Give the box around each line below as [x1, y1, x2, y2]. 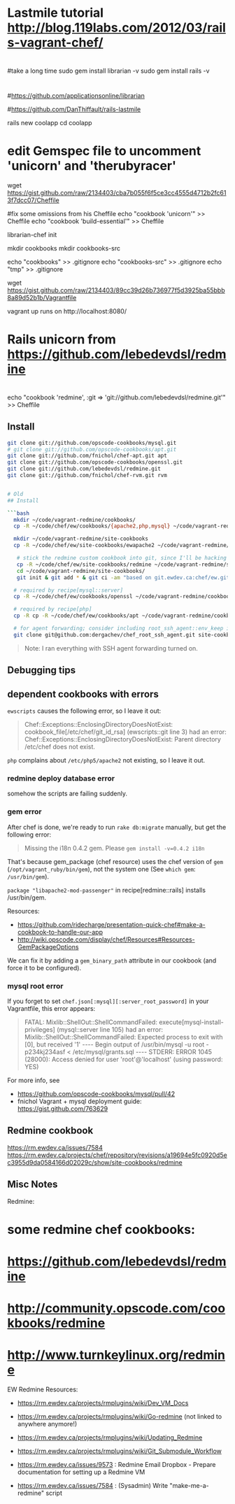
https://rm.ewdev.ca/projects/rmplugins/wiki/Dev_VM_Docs [17, 1399, 189, 1407]
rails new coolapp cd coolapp [7, 118, 92, 127]
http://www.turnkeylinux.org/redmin [7, 1347, 226, 1363]
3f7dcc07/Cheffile [7, 196, 59, 204]
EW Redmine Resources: [7, 1385, 78, 1393]
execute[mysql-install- [158, 1018, 224, 1026]
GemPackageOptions [17, 942, 79, 951]
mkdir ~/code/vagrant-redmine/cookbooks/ [13, 516, 136, 523]
